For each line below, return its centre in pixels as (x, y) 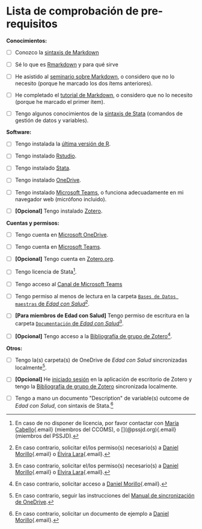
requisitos (32, 24)
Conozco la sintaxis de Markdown (57, 52)
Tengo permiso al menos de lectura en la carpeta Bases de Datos (95, 296)
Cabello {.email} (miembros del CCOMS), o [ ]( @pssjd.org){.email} (95, 429)
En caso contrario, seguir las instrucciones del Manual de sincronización (105, 496)
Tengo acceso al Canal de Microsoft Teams (69, 284)
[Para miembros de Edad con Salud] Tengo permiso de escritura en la (102, 316)
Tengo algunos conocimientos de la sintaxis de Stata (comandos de (99, 114)
